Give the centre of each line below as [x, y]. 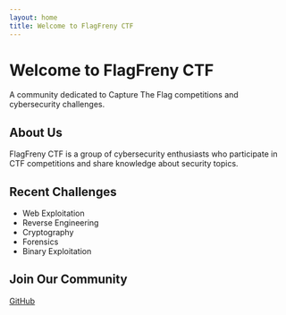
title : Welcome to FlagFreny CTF [71, 26]
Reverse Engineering [60, 223]
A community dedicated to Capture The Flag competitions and [124, 95]
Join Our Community [68, 280]
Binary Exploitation [57, 251]
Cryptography [48, 233]
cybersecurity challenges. [57, 105]
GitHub [22, 301]
